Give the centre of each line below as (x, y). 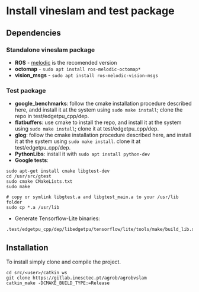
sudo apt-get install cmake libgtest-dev (58, 171)
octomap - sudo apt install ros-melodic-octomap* (78, 69)
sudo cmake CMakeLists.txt (39, 182)
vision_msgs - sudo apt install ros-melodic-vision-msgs (86, 75)
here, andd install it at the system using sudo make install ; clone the (99, 110)
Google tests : (31, 160)
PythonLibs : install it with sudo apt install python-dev (82, 154)
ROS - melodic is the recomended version (66, 62)
